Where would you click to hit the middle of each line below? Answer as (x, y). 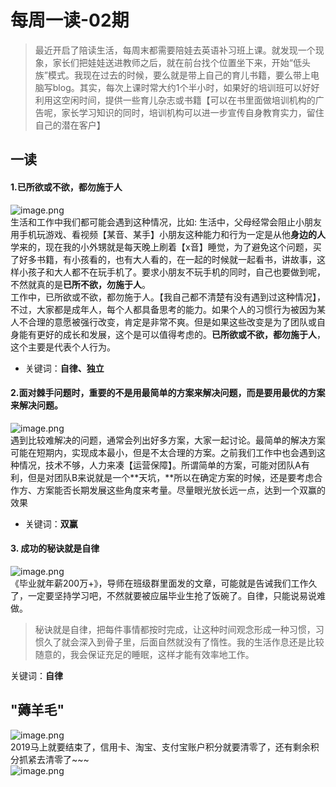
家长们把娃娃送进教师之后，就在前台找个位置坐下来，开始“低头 (181, 62)
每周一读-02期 (70, 20)
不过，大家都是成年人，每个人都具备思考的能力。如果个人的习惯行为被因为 (163, 309)
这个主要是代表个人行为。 (63, 347)
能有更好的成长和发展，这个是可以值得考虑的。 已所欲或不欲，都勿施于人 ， (172, 334)
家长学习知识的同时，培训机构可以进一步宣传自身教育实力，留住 (193, 112)
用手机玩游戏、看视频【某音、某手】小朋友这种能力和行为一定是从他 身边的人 (168, 234)
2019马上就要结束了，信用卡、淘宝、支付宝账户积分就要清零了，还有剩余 (160, 747)
